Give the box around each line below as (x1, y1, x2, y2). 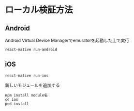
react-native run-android (5, 47, 57, 52)
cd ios (5, 97, 18, 102)
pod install (5, 101, 29, 106)
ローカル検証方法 (5, 4, 74, 16)
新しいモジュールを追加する (5, 82, 60, 88)
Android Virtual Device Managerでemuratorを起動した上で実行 (5, 37, 130, 43)
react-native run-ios (5, 73, 49, 78)
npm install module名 (5, 93, 48, 97)
